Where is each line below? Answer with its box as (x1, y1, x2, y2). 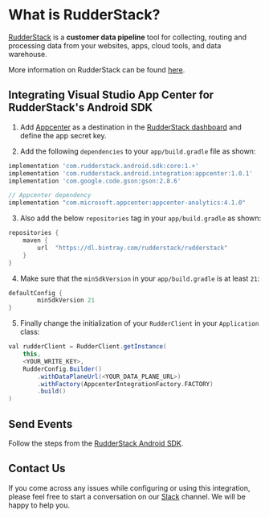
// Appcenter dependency (8, 191, 92, 199)
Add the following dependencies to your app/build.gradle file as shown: (19, 146, 256, 156)
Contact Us (8, 462, 66, 475)
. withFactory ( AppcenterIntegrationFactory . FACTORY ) (37, 380, 214, 388)
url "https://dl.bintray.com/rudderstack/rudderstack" (37, 244, 228, 252)
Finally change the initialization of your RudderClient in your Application (19, 319, 259, 328)
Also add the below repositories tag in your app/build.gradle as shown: (19, 213, 262, 223)
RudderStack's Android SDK (8, 101, 153, 114)
